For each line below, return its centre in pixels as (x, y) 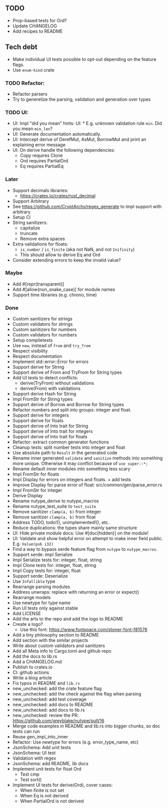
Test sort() (31, 780)
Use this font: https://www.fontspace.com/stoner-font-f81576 (83, 629)
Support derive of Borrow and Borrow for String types (68, 405)
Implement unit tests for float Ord (47, 769)
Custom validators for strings (43, 324)
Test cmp (30, 774)
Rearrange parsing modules (41, 587)
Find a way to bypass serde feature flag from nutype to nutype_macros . (85, 549)
